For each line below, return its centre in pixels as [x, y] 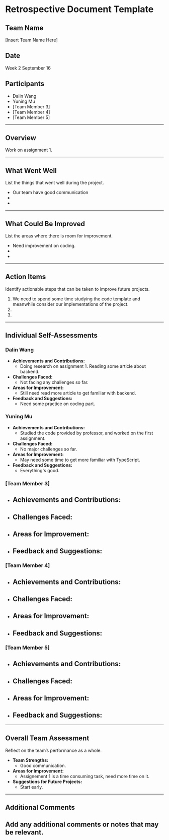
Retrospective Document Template [79, 9]
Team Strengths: [30, 760]
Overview [21, 138]
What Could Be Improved [45, 223]
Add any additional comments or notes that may [82, 825]
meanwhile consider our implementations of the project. [70, 304]
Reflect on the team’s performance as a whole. [54, 750]
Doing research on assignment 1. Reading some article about [83, 366]
